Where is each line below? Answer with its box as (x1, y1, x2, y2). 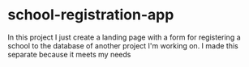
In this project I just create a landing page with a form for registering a (7, 32, 241, 42)
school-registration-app (7, 6, 174, 24)
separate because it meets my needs (7, 49, 131, 59)
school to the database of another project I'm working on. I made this (7, 40, 238, 50)
